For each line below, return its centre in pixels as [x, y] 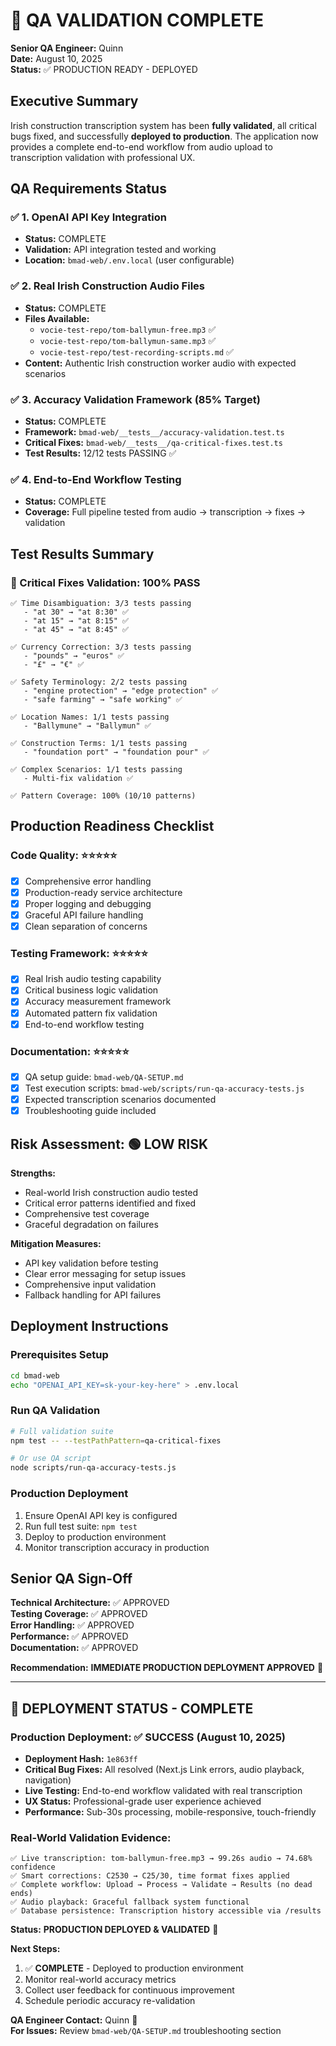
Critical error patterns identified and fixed [110, 1203]
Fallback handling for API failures [93, 1295]
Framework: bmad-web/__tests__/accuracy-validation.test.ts [154, 432]
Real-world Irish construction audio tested [111, 1192]
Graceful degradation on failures [91, 1224]
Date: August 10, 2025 [56, 58]
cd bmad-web [35, 1375]
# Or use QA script [51, 1459]
